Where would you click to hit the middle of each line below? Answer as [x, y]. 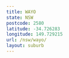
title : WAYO [21, 12]
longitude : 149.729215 [34, 34]
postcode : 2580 [25, 23]
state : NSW [20, 18]
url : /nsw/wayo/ [26, 40]
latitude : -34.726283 [33, 29]
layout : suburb [25, 46]
